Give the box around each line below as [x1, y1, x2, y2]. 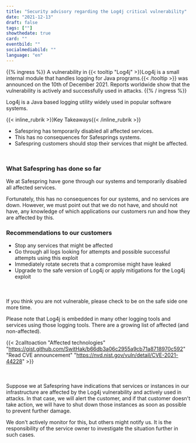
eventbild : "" [6, 42, 41, 48]
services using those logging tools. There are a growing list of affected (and [6, 322, 189, 329]
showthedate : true [6, 31, 51, 36]
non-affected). [6, 328, 42, 335]
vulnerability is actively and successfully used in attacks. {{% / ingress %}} [6, 87, 187, 94]
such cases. [6, 431, 35, 438]
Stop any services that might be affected [14, 242, 113, 249]
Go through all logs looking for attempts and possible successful [14, 248, 170, 255]
